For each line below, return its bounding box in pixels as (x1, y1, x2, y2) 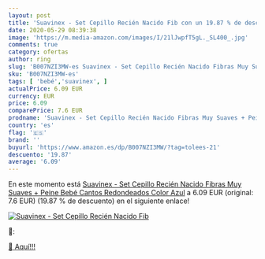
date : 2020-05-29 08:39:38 (8, 26, 97, 34)
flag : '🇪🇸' (8, 128, 47, 136)
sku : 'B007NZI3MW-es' (8, 70, 80, 78)
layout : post (8, 11, 51, 20)
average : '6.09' (8, 158, 62, 166)
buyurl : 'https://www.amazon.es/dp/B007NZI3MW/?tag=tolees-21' (8, 143, 221, 151)
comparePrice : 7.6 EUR (8, 107, 83, 115)
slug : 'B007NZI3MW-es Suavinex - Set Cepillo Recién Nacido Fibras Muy (8, 63, 248, 71)
